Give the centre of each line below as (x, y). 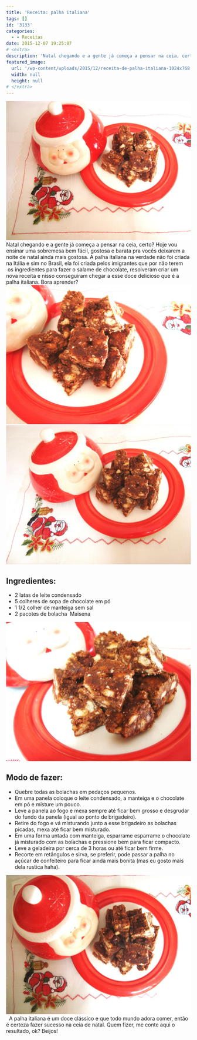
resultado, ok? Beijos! (32, 1031)
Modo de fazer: (35, 778)
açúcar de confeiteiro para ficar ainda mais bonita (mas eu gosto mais (99, 860)
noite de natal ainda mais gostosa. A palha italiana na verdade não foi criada (98, 257)
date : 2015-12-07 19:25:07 (39, 44)
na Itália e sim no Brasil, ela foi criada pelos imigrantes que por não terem (95, 263)
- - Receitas (27, 37)
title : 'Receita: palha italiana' (48, 12)
